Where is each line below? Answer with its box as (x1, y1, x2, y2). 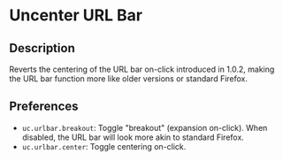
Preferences (9, 99, 79, 114)
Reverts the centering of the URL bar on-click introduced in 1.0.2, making (9, 64, 275, 74)
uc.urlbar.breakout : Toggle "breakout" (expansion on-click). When (21, 122, 268, 133)
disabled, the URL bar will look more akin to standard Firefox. (21, 132, 245, 142)
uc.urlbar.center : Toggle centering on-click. (21, 141, 187, 151)
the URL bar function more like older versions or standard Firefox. (9, 73, 249, 84)
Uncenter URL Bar (9, 5, 143, 26)
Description (9, 41, 75, 56)
